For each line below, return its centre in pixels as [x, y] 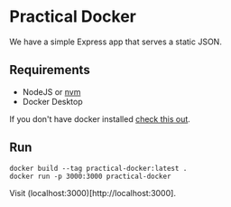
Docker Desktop [52, 101]
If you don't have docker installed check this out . [100, 118]
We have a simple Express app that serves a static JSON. [116, 42]
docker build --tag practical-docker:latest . [98, 168]
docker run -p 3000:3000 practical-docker [90, 176]
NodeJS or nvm [51, 91]
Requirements [50, 70]
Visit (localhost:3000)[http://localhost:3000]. [92, 193]
